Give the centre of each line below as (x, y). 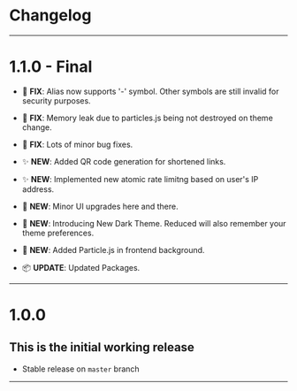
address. (38, 189)
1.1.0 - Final (51, 67)
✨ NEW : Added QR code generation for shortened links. (124, 161)
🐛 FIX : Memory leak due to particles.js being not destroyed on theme (148, 118)
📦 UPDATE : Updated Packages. (81, 267)
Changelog (50, 15)
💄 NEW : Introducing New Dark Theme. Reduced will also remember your (154, 223)
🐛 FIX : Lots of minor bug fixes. (77, 144)
